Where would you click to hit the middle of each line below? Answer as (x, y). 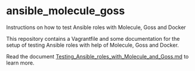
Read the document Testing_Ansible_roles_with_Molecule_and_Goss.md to (97, 56)
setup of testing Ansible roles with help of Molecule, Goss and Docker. (92, 45)
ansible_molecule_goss (66, 11)
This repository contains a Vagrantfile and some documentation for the (93, 38)
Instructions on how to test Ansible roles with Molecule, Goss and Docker (96, 27)
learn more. (20, 63)
